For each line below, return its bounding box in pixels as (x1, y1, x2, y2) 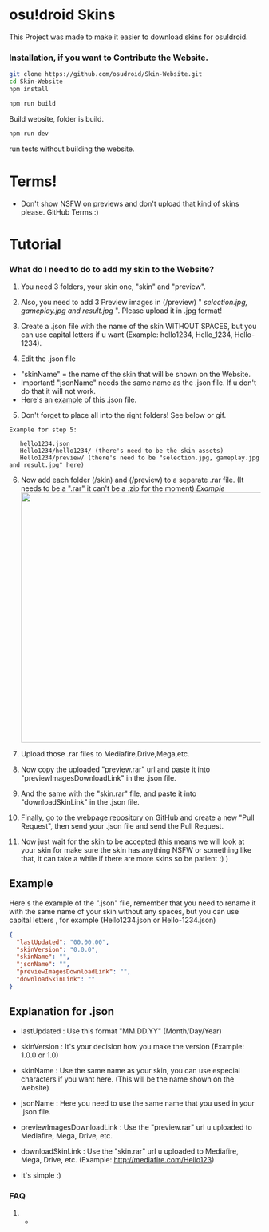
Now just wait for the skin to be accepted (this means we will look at (20, 837, 245, 846)
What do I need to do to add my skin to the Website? (9, 263, 215, 275)
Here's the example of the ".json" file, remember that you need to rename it (9, 898, 256, 908)
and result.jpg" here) (9, 461, 85, 469)
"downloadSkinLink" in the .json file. (20, 797, 140, 807)
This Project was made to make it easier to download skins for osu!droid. (9, 32, 248, 42)
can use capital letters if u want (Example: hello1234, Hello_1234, (20, 330, 233, 339)
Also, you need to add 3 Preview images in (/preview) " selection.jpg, (20, 298, 248, 307)
